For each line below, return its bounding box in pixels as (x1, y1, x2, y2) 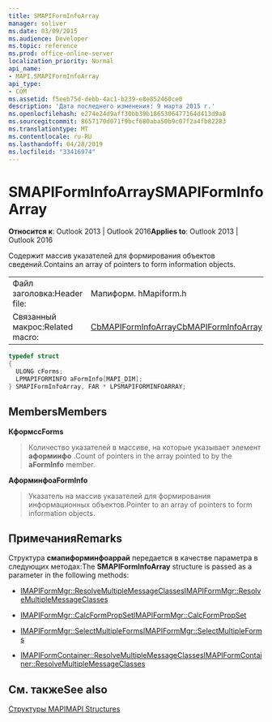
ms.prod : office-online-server (8, 49, 114, 58)
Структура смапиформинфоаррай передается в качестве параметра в (8, 553, 259, 563)
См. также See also (8, 682, 108, 696)
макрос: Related (12, 321, 74, 333)
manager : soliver (8, 19, 67, 28)
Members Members (8, 405, 108, 419)
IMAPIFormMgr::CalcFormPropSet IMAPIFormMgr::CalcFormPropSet (19, 610, 247, 621)
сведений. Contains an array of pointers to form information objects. (8, 260, 236, 269)
